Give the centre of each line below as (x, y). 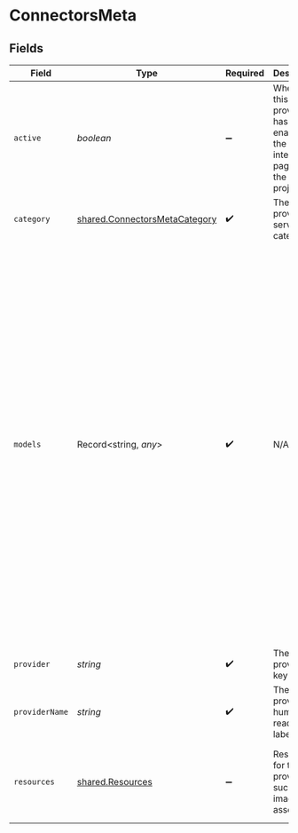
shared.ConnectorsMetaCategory (147, 219)
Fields (27, 48)
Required (244, 73)
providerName (41, 712)
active (27, 138)
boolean (94, 138)
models (27, 444)
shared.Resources (114, 782)
